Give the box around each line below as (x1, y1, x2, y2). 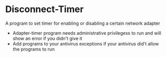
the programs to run (12, 46, 55, 52)
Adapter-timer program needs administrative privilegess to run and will (12, 30, 161, 36)
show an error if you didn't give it (12, 35, 82, 41)
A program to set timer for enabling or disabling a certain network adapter (5, 20, 160, 26)
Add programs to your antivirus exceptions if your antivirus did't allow (12, 40, 159, 46)
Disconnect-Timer (5, 4, 84, 15)
